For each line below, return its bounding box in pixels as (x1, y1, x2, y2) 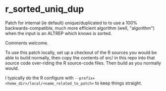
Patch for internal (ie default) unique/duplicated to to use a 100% (5, 20, 138, 26)
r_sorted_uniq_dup (5, 3, 84, 15)
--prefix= (74, 76, 95, 81)
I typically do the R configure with (5, 75, 74, 81)
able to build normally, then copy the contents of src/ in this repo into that (5, 54, 155, 60)
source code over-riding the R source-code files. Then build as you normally (5, 60, 162, 66)
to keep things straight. (95, 80, 142, 86)
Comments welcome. (5, 40, 49, 45)
